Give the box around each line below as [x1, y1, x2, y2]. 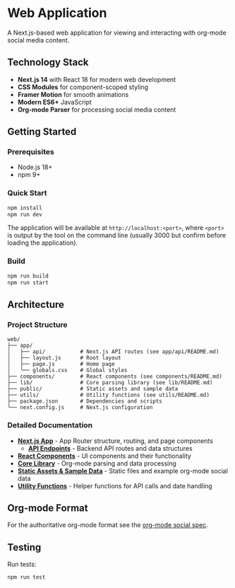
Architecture [7, 299, 65, 311]
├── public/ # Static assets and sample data [7, 386, 179, 393]
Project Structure [7, 320, 68, 330]
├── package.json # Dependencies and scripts [7, 398, 162, 405]
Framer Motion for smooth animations [17, 90, 129, 98]
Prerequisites [7, 147, 54, 157]
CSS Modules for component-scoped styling [17, 83, 149, 91]
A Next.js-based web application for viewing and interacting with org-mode [7, 28, 227, 37]
